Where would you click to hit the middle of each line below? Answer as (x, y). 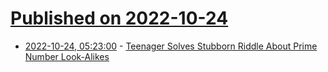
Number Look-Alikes (67, 56)
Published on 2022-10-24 (119, 18)
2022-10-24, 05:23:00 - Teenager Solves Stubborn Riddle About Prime (171, 46)
